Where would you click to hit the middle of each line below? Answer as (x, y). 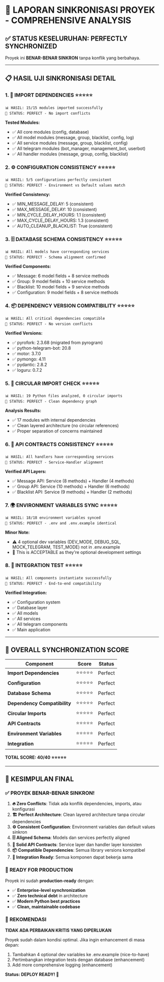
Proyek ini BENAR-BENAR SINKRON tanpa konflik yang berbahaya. (73, 58)
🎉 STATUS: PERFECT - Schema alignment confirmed (55, 257)
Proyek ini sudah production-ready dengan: (50, 881)
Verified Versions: (24, 333)
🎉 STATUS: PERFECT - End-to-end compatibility (53, 583)
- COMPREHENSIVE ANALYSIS (68, 20)
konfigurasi (23, 809)
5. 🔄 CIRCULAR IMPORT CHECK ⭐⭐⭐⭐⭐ (52, 383)
